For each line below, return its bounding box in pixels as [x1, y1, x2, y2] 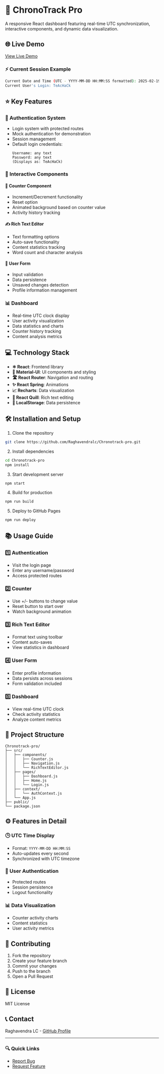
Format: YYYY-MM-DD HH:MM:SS [12, 845, 71, 851]
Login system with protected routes [12, 126, 84, 131]
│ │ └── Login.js [5, 782, 49, 787]
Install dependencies [12, 448, 55, 454]
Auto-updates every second [12, 850, 69, 856]
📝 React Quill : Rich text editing [12, 394, 74, 400]
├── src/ [5, 748, 23, 753]
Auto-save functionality [12, 239, 60, 245]
